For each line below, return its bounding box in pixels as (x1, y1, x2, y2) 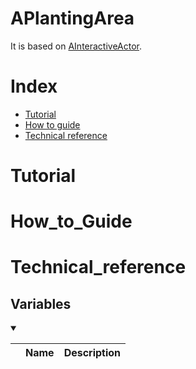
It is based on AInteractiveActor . (10, 40, 143, 52)
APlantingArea (10, 7, 135, 30)
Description (63, 346, 122, 360)
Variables (10, 295, 72, 312)
